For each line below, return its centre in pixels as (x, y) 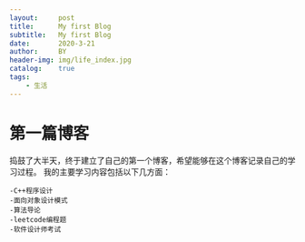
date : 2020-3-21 (52, 43)
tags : (20, 77)
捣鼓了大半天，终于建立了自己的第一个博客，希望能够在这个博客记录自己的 (148, 160)
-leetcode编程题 (38, 219)
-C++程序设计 (31, 191)
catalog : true (42, 69)
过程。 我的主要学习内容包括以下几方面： (93, 171)
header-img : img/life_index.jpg (70, 60)
